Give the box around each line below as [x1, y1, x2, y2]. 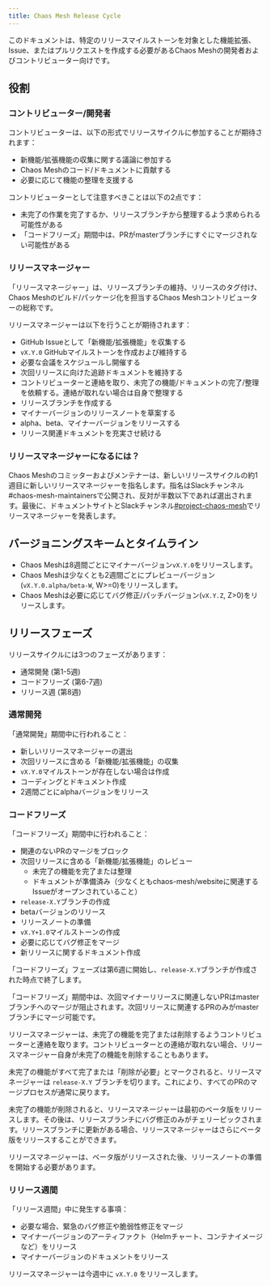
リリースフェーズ [8, 626, 93, 640]
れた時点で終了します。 [8, 975, 87, 985]
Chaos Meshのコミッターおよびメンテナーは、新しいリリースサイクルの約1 [8, 470, 258, 480]
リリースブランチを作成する [19, 398, 113, 408]
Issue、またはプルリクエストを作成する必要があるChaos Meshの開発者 [8, 45, 245, 55]
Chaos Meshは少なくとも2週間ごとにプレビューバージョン [19, 570, 216, 579]
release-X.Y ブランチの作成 [19, 897, 111, 907]
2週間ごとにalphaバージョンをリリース [19, 787, 150, 797]
